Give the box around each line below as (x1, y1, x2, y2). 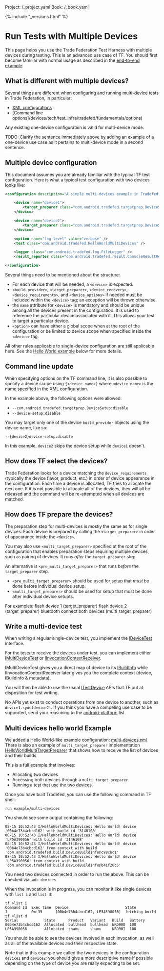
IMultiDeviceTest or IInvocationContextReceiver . (5, 655, 102, 661)
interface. (5, 641, 24, 647)
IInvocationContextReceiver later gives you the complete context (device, (5, 670, 153, 676)
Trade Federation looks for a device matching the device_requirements (5, 470, 147, 476)
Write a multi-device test (5, 622, 82, 630)
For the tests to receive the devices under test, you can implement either (5, 650, 151, 656)
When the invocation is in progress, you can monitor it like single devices (5, 886, 152, 892)
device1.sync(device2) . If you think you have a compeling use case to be (5, 704, 152, 710)
